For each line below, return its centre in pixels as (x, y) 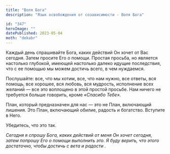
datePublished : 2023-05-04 (34, 34)
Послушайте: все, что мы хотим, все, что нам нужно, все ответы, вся (81, 79)
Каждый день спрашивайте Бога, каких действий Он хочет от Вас (77, 52)
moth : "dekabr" (22, 38)
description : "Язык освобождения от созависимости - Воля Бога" (75, 15)
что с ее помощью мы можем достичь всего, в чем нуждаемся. (75, 69)
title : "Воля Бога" (26, 10)
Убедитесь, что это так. (31, 125)
